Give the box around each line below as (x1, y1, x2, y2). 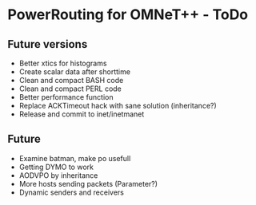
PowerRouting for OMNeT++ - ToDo (7, 6, 249, 24)
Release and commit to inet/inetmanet (18, 109, 145, 119)
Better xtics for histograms (18, 58, 107, 68)
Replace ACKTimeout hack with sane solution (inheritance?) (18, 101, 217, 110)
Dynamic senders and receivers (18, 187, 125, 197)
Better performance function (18, 93, 114, 101)
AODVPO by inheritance (18, 170, 98, 180)
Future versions (7, 37, 88, 51)
